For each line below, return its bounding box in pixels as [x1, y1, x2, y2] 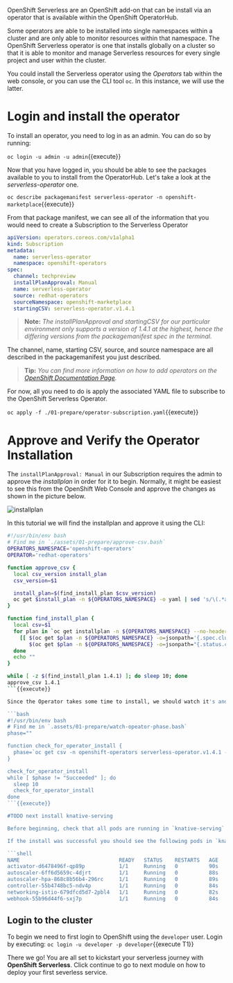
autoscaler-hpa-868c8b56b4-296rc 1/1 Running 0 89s [7, 876, 218, 883]
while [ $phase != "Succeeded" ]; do [7, 774, 116, 781]
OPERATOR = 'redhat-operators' [7, 552, 92, 559]
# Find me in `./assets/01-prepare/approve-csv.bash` [7, 539, 166, 546]
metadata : [7, 247, 36, 254]
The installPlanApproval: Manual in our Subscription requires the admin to [7, 470, 223, 478]
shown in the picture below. [7, 492, 86, 501]
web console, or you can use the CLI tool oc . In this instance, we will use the [7, 77, 225, 85]
